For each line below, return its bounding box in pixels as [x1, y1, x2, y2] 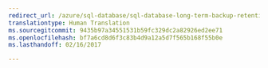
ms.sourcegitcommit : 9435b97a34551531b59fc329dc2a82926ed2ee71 [8, 26, 223, 34]
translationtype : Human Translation [8, 19, 130, 27]
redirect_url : [8, 11, 56, 20]
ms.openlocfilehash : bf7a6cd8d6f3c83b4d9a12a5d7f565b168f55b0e [8, 33, 223, 42]
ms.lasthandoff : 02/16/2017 [8, 41, 102, 49]
